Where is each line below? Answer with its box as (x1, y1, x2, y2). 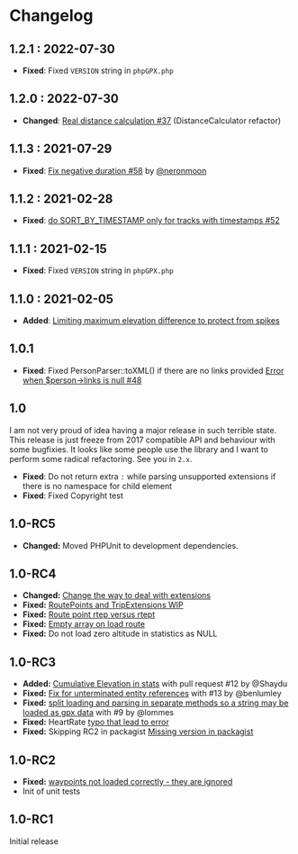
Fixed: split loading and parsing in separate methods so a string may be (22, 697, 289, 708)
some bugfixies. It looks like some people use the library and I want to (9, 443, 268, 455)
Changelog (9, 5, 94, 26)
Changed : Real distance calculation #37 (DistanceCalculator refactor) (22, 114, 282, 126)
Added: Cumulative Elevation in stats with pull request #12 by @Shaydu (22, 678, 288, 689)
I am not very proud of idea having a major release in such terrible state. (9, 424, 277, 435)
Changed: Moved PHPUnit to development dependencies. (22, 540, 239, 550)
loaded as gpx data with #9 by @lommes (22, 707, 174, 718)
